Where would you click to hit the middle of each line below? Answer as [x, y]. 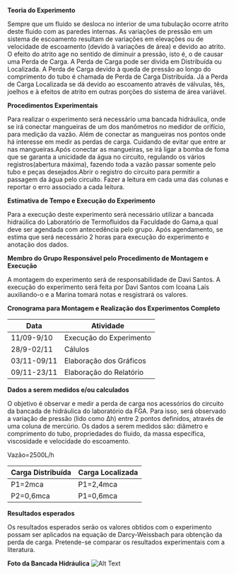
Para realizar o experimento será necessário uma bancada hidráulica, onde [117, 119]
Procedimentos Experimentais [53, 105]
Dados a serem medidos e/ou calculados [68, 390]
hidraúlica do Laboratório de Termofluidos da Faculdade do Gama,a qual [113, 222]
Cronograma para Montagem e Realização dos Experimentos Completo [114, 308]
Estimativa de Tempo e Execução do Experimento [81, 201]
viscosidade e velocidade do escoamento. [69, 441]
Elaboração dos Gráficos [105, 361]
